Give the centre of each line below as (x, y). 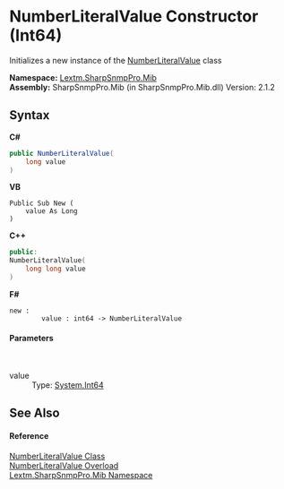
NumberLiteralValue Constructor (134, 17)
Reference (29, 436)
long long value (56, 269)
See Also (34, 413)
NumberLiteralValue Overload (64, 465)
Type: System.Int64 (68, 385)
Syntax (30, 115)
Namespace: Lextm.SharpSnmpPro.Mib (83, 77)
